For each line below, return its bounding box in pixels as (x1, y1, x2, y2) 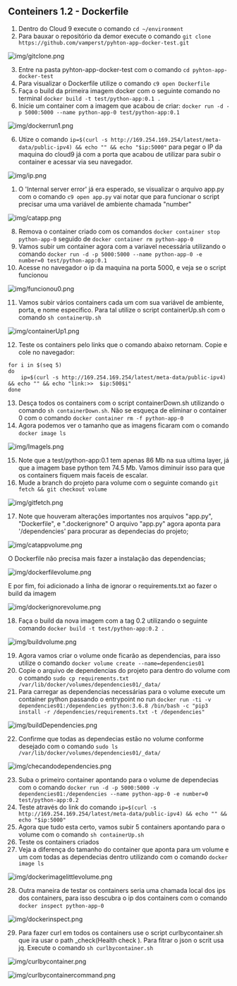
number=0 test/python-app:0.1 (18, 257, 108, 264)
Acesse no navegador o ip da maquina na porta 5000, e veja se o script (18, 263, 226, 272)
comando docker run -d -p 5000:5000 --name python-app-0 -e (18, 250, 203, 258)
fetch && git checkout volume (18, 486, 108, 493)
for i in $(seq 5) (8, 361, 62, 369)
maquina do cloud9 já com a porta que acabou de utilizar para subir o (18, 150, 221, 158)
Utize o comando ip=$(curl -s (18, 135, 108, 143)
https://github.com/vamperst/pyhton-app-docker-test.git (18, 39, 190, 47)
